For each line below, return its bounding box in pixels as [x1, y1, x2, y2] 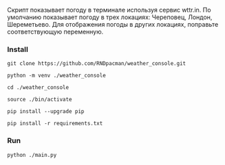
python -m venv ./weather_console [7, 72, 107, 79]
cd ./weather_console [7, 84, 69, 91]
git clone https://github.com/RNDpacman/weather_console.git [7, 60, 186, 67]
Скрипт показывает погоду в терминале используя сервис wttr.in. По [7, 6, 211, 14]
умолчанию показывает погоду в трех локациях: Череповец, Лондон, [7, 13, 213, 21]
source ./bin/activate [7, 96, 72, 103]
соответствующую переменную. [7, 27, 104, 36]
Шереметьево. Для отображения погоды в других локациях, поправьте [7, 21, 219, 28]
